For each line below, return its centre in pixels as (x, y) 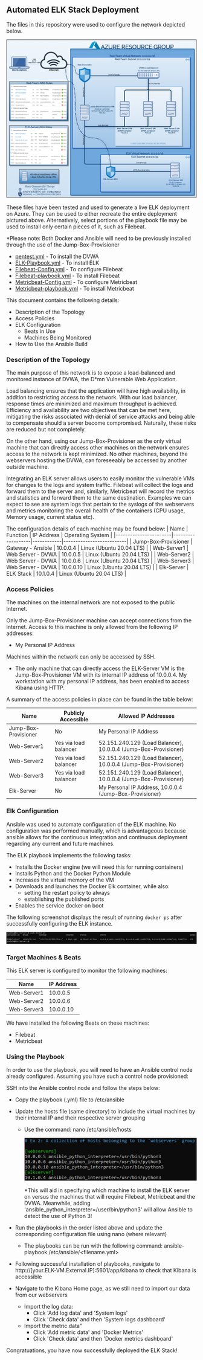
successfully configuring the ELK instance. (60, 923)
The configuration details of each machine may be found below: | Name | (97, 529)
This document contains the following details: (63, 300)
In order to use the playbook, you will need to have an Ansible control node (99, 1070)
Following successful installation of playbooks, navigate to (88, 1264)
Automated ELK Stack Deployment (72, 10)
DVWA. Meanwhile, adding (57, 1203)
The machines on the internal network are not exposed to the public (91, 602)
